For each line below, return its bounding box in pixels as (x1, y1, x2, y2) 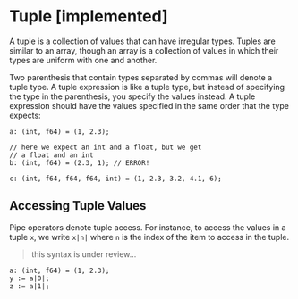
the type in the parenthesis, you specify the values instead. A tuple (9, 91, 256, 102)
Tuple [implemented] (9, 6, 168, 27)
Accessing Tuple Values (9, 198, 147, 213)
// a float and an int (9, 150, 94, 160)
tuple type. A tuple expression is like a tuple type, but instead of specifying (9, 81, 285, 92)
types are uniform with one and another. (9, 54, 158, 65)
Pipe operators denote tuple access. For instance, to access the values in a (9, 221, 286, 233)
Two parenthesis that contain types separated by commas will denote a (9, 71, 273, 82)
